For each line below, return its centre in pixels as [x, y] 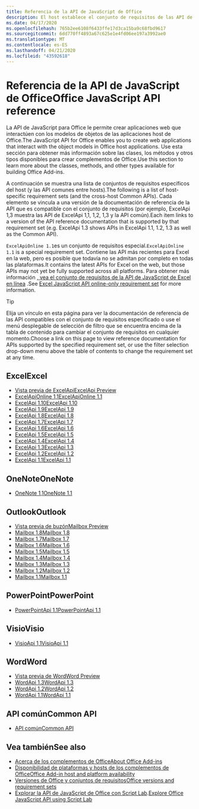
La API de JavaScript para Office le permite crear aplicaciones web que [94, 127]
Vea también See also [46, 747]
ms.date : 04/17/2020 [32, 23]
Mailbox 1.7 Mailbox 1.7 [42, 539]
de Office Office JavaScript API [83, 98]
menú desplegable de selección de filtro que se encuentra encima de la [94, 326]
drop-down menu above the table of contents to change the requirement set [99, 351]
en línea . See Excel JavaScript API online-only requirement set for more [94, 283]
